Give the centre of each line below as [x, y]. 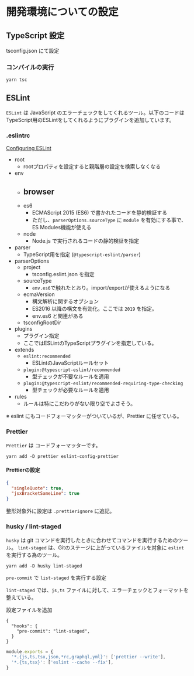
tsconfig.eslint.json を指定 [63, 274]
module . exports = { [30, 651]
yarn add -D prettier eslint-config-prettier [62, 456]
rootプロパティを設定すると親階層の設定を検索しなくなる [92, 167]
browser [39, 191]
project [32, 267]
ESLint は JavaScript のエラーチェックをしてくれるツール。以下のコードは [95, 113]
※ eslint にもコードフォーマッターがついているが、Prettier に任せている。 [94, 416]
